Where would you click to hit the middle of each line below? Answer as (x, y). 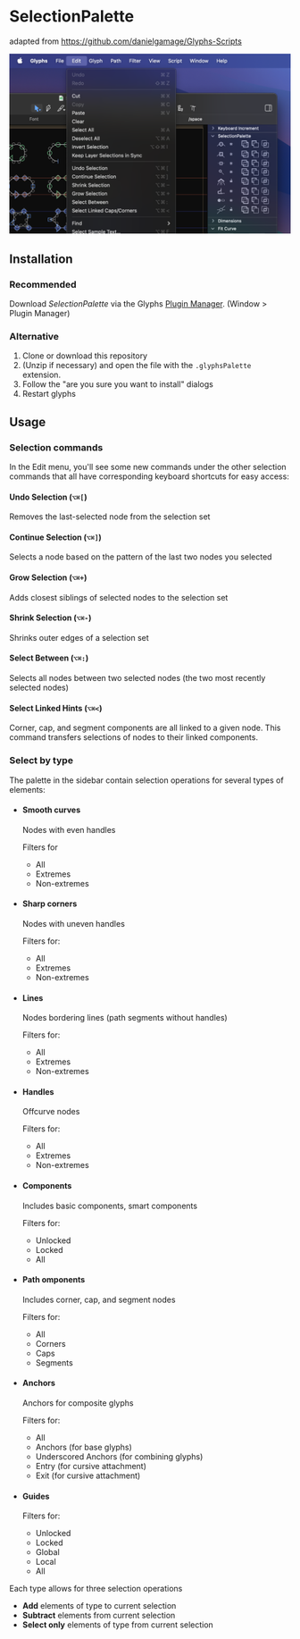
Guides (36, 1496)
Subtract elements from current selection (99, 1616)
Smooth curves (51, 810)
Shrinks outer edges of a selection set (79, 637)
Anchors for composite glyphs (78, 1403)
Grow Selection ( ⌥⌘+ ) (48, 577)
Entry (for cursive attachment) (91, 1466)
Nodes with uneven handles (73, 923)
